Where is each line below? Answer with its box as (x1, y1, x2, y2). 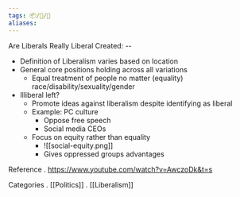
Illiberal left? (19, 90, 60, 99)
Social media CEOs (43, 124, 106, 133)
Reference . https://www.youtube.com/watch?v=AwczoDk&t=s (8, 164, 213, 174)
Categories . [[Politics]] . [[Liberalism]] (8, 180, 134, 189)
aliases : (8, 19, 37, 27)
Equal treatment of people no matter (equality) (31, 73, 184, 83)
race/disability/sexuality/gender (31, 81, 135, 91)
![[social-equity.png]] (43, 141, 114, 150)
